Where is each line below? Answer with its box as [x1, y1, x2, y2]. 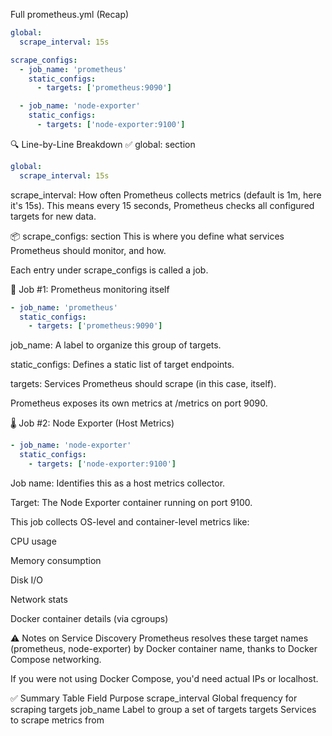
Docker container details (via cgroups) [10, 612, 169, 624]
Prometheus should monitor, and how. [10, 244, 167, 256]
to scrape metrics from [10, 714, 105, 726]
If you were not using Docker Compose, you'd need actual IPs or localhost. [10, 672, 319, 684]
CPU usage [10, 535, 57, 547]
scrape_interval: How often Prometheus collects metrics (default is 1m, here [10, 189, 322, 201]
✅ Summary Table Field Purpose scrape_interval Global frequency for [10, 692, 298, 704]
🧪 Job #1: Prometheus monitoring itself [10, 283, 170, 295]
